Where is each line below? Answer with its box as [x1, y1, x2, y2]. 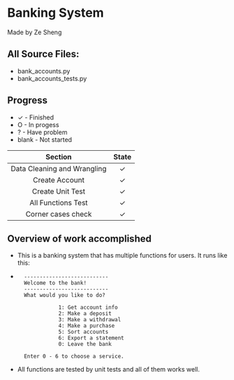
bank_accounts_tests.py [17, 74, 87, 82]
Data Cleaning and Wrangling [10, 163, 107, 173]
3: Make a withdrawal [58, 316, 122, 323]
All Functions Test [29, 198, 89, 207]
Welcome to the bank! [24, 279, 87, 287]
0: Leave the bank [58, 341, 112, 348]
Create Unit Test [31, 187, 86, 196]
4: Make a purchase [58, 323, 115, 330]
